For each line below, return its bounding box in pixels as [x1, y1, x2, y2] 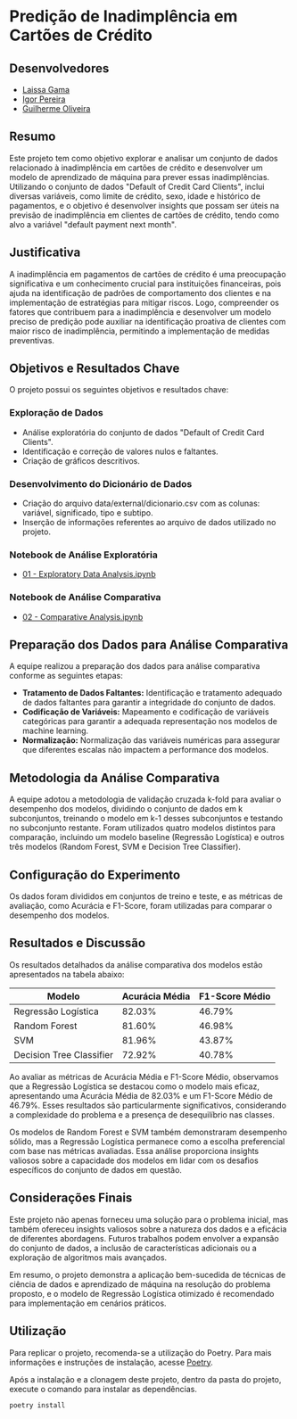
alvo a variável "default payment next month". [9, 219, 177, 229]
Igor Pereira [21, 94, 66, 104]
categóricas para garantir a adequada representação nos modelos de [21, 716, 278, 727]
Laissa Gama [21, 85, 70, 95]
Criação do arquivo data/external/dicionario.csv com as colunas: [21, 498, 260, 509]
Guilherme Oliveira [21, 103, 91, 113]
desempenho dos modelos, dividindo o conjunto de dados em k [9, 804, 243, 814]
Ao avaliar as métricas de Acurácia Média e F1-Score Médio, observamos [9, 1071, 279, 1082]
